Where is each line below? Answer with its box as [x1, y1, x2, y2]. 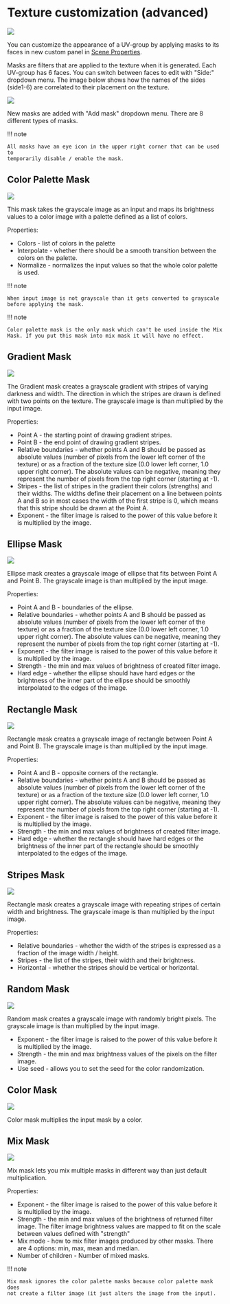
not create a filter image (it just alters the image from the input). [7, 1290, 216, 1297]
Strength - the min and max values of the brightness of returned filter [16, 1215, 214, 1224]
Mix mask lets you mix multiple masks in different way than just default [7, 1166, 207, 1175]
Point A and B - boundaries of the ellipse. [16, 603, 134, 611]
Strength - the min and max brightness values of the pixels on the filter [16, 1050, 218, 1058]
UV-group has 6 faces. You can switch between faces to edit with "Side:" [7, 68, 214, 76]
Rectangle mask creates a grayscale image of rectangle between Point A [7, 735, 213, 743]
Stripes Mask [7, 869, 65, 881]
